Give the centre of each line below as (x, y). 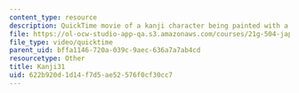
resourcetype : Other (48, 58)
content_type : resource (53, 17)
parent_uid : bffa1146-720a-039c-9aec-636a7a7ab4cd (105, 50)
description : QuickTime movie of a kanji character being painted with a (149, 26)
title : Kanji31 (37, 67)
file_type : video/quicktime (61, 42)
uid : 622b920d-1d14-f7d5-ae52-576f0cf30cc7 (91, 75)
